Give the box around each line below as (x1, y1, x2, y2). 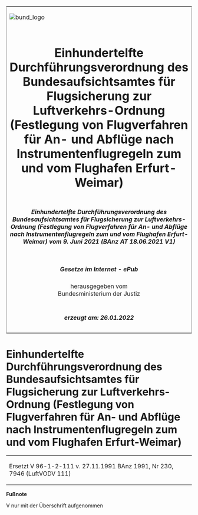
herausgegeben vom (70, 282, 128, 290)
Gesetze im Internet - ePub (60, 265, 138, 273)
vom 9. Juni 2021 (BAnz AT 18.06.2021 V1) (49, 237, 176, 245)
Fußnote (6, 490, 28, 497)
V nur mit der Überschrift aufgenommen (6, 502, 103, 509)
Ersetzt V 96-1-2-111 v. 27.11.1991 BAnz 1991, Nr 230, (9, 462, 174, 470)
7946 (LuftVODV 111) (9, 469, 71, 478)
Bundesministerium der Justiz (58, 290, 140, 298)
